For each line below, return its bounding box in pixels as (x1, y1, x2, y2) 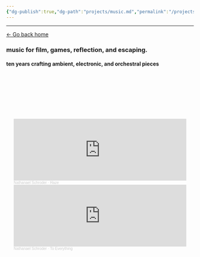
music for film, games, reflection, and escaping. (6, 45, 148, 54)
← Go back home (6, 30, 49, 38)
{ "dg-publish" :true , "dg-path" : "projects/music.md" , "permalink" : (6, 8, 169, 15)
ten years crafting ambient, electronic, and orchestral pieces (6, 60, 160, 67)
